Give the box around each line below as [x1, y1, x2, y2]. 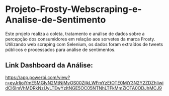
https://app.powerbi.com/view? [5, 74, 70, 80]
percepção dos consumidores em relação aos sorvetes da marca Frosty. [5, 36, 155, 42]
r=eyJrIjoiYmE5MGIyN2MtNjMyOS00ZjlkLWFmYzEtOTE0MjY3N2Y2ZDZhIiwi [5, 79, 164, 85]
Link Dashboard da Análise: [5, 61, 93, 69]
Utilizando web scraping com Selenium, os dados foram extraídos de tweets [5, 41, 163, 47]
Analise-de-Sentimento [5, 14, 106, 25]
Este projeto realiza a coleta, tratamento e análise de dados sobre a [5, 30, 145, 36]
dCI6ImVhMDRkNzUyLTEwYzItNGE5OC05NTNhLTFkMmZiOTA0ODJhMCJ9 [5, 85, 162, 91]
